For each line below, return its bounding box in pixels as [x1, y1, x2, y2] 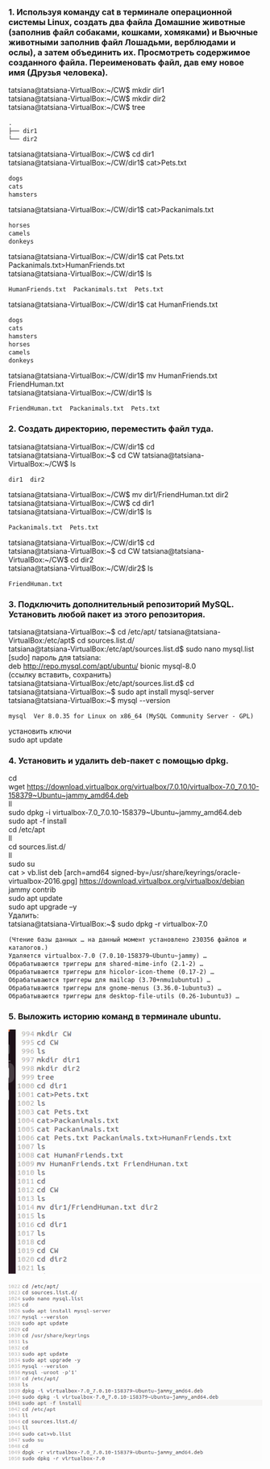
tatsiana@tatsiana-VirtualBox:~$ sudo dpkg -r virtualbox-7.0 [8, 919, 208, 929]
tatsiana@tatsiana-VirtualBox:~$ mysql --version [8, 695, 171, 705]
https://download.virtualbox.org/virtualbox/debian [79, 877, 245, 886]
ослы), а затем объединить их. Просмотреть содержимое [8, 47, 251, 58]
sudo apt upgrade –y [8, 902, 77, 912]
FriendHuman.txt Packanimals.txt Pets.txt [8, 404, 160, 413]
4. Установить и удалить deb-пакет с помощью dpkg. [8, 755, 229, 766]
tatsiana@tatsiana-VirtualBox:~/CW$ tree [8, 103, 146, 112]
